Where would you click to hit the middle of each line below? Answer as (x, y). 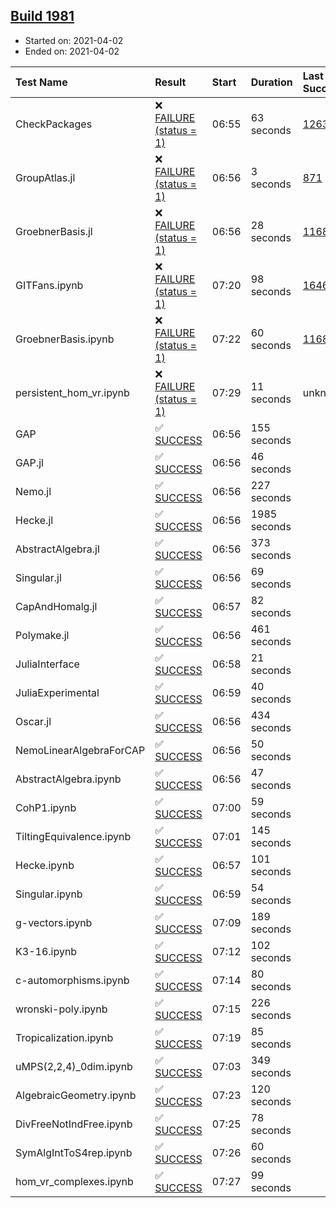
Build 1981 (42, 16)
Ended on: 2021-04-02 (72, 51)
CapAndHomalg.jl (56, 606)
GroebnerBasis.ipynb (65, 339)
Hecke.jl (34, 520)
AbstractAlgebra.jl (57, 549)
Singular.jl (38, 577)
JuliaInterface (47, 664)
